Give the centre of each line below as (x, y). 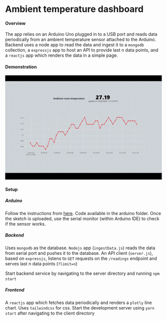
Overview (15, 23)
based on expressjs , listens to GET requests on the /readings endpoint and (81, 258)
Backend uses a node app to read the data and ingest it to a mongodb (75, 45)
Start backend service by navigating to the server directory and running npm (83, 273)
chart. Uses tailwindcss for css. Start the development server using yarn (80, 308)
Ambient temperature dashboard (74, 9)
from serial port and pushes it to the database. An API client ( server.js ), (79, 253)
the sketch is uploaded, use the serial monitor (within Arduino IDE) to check (82, 218)
